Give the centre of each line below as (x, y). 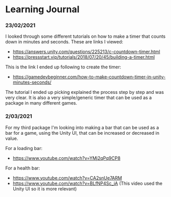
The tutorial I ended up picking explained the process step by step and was (85, 92)
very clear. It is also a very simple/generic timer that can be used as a (79, 97)
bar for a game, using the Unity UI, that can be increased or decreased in (82, 133)
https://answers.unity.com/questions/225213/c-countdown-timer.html (86, 52)
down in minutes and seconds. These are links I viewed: (64, 42)
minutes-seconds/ (32, 82)
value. (12, 138)
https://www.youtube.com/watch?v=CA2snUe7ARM (67, 178)
